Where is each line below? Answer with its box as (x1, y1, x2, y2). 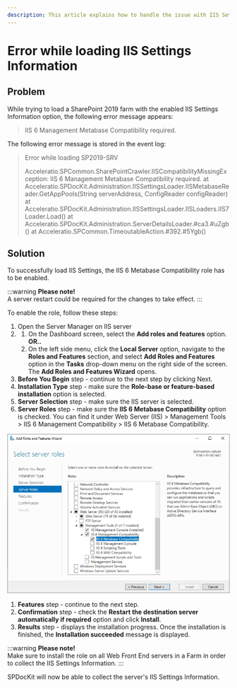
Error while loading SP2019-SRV (24, 153, 119, 162)
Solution (7, 247, 45, 260)
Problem (7, 86, 46, 98)
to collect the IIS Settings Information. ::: (7, 658, 124, 667)
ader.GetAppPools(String (24, 190, 97, 198)
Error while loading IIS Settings (7, 42, 192, 59)
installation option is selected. (17, 390, 107, 399)
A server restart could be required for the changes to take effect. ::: (7, 295, 203, 303)
